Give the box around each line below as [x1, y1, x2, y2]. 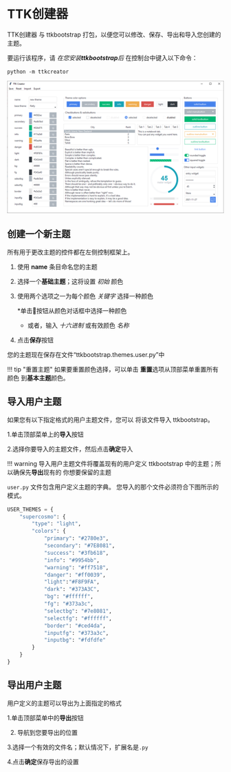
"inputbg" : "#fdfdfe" [43, 637, 107, 644]
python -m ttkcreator [7, 68, 69, 75]
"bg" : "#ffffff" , [43, 593, 94, 600]
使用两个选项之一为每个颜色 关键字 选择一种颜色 [16, 292, 153, 300]
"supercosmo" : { [19, 513, 67, 520]
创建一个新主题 [7, 228, 71, 240]
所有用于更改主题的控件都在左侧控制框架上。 [7, 247, 134, 256]
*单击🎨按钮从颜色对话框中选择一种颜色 [16, 306, 127, 314]
